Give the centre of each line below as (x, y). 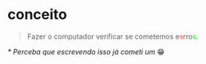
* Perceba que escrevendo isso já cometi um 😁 (86, 51)
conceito (37, 15)
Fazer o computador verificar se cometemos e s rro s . (113, 36)
